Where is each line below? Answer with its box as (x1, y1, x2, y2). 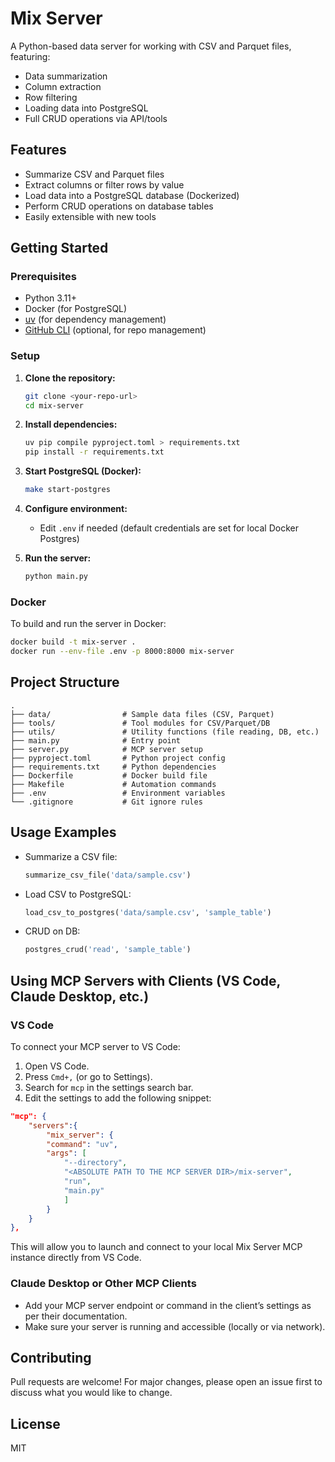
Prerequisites (10, 270, 77, 284)
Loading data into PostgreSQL (24, 102, 149, 114)
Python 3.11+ (24, 292, 78, 304)
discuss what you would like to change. (10, 1387, 173, 1399)
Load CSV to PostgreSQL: (24, 888, 132, 900)
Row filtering (24, 91, 78, 103)
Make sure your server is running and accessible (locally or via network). (24, 1320, 326, 1332)
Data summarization (24, 70, 108, 82)
